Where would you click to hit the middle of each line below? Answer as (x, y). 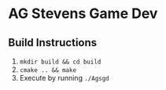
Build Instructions (53, 43)
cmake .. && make (48, 70)
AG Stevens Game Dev (83, 14)
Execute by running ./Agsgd (65, 78)
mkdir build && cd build (60, 62)
